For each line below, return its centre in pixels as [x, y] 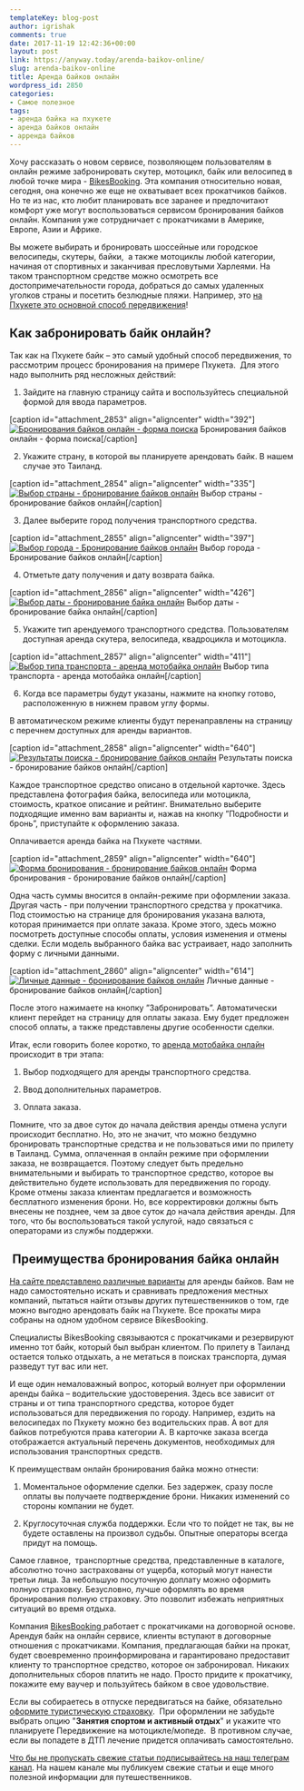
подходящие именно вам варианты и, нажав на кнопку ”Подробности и [149, 813]
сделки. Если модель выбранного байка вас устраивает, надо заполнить [151, 943]
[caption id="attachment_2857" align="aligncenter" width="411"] [130, 656]
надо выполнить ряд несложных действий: [93, 374]
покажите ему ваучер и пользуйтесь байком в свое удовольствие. [139, 1684]
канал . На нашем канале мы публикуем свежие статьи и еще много [142, 1767]
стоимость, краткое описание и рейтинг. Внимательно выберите [135, 803]
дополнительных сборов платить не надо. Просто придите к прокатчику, [151, 1674]
